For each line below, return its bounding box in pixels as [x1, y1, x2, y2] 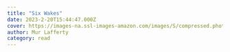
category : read [7, 35, 51, 42]
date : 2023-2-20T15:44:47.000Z [7, 16, 97, 23]
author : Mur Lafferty [7, 28, 69, 36]
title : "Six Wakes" [7, 9, 63, 17]
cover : [7, 22, 26, 29]
